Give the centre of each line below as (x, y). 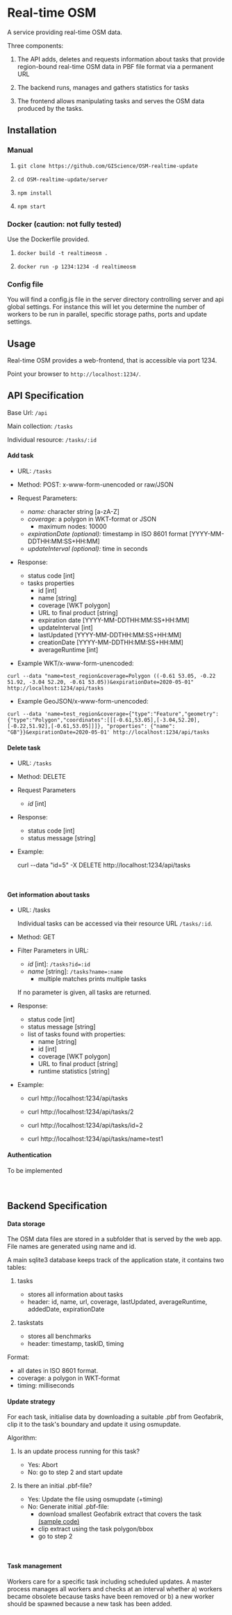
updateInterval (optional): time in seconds (88, 549)
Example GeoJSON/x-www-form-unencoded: (83, 702)
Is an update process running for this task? (78, 1451)
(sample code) (59, 1522)
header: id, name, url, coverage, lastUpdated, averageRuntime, (117, 1302)
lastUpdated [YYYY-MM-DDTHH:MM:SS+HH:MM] (110, 635)
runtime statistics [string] (74, 1071)
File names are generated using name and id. (72, 1247)
